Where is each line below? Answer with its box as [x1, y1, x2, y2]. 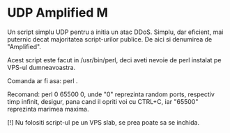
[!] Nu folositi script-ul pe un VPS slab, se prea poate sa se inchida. [7, 118, 200, 126]
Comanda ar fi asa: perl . [7, 76, 78, 85]
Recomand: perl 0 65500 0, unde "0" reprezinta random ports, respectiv [7, 90, 215, 98]
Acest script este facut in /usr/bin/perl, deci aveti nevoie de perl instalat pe [7, 55, 222, 64]
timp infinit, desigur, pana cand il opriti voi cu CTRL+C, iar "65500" [7, 97, 199, 105]
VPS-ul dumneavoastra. [7, 63, 76, 71]
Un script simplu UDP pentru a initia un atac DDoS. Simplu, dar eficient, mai [7, 28, 224, 36]
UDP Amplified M [7, 5, 108, 21]
